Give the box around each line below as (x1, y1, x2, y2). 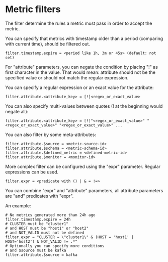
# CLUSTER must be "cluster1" (5, 221, 69, 226)
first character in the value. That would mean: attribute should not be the (5, 69, 156, 75)
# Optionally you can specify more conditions (5, 243, 105, 248)
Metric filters (5, 4, 61, 15)
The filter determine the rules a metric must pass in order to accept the (5, 20, 152, 26)
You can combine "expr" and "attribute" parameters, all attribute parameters (5, 187, 163, 193)
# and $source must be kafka (5, 248, 66, 253)
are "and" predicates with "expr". (5, 193, 74, 199)
